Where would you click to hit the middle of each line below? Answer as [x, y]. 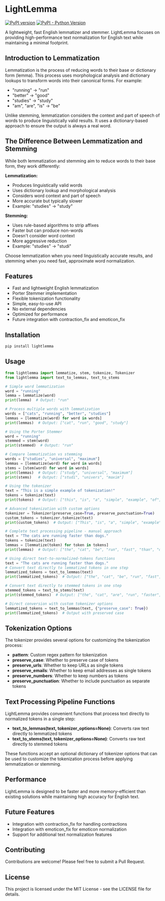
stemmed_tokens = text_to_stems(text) [45, 590]
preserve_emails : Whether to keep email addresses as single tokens [82, 671]
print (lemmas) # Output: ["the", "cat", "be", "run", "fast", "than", [80, 549]
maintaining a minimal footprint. [37, 42]
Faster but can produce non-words [48, 230]
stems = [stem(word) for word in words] [47, 468]
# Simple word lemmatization [35, 386]
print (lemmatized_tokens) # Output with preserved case [65, 613]
